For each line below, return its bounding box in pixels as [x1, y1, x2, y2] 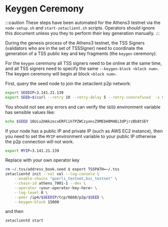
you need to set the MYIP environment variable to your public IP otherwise [5, 133, 156, 139]
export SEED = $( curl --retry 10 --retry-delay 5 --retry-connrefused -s [5, 94, 160, 100]
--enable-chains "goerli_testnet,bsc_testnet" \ [14, 176, 117, 181]
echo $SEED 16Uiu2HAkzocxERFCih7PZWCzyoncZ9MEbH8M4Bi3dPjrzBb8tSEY [5, 118, 149, 124]
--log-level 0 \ [14, 190, 48, 195]
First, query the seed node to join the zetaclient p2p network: [5, 80, 131, 86]
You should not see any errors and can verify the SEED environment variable [5, 103, 161, 110]
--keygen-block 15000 [14, 199, 59, 204]
